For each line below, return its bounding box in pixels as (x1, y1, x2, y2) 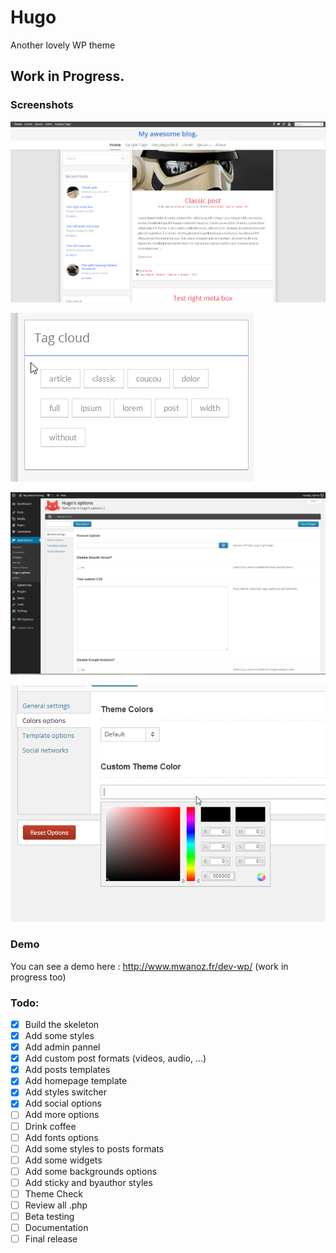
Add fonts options (24, 1131, 99, 1143)
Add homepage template (24, 1075, 128, 1087)
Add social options (24, 1097, 102, 1110)
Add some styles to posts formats (24, 1142, 165, 1155)
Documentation (24, 1222, 89, 1234)
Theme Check (24, 1187, 83, 1200)
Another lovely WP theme (10, 39, 116, 51)
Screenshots (10, 98, 74, 112)
